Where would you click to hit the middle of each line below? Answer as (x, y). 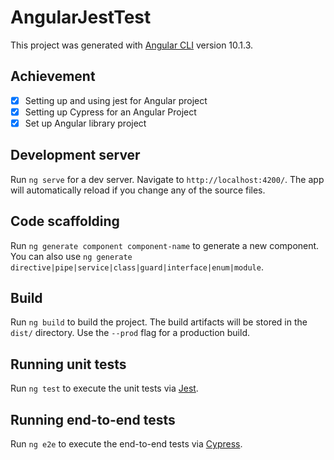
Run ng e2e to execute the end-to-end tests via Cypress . (126, 444)
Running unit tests (68, 364)
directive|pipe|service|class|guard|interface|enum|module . (137, 267)
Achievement (53, 76)
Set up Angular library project (85, 123)
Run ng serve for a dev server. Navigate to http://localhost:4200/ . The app (167, 179)
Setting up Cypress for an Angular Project (110, 112)
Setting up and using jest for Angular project (116, 100)
